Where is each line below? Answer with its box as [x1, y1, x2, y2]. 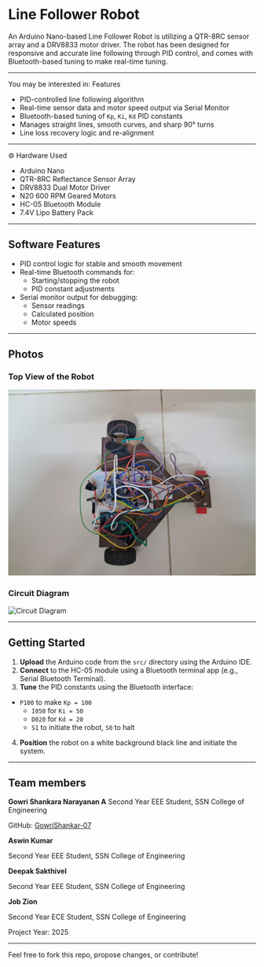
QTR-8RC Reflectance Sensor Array [19, 174, 136, 183]
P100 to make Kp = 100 [19, 697, 93, 706]
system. [19, 746, 46, 755]
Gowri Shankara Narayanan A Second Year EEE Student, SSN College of [8, 797, 245, 806]
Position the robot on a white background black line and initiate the [19, 738, 237, 747]
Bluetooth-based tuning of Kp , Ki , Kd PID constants [19, 111, 183, 120]
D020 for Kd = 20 [31, 714, 84, 724]
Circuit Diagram [8, 588, 69, 599]
